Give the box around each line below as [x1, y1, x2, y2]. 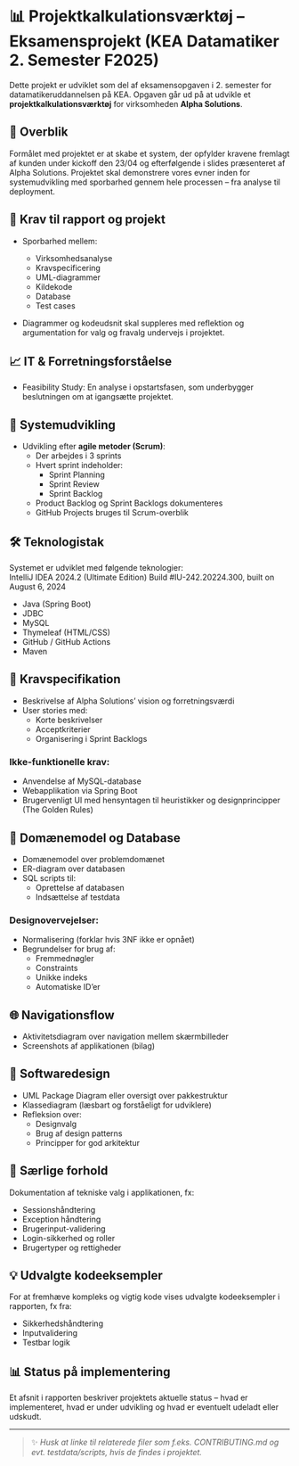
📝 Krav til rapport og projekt [9, 212, 166, 227]
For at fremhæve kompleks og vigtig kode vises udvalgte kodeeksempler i [9, 1291, 280, 1302]
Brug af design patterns [35, 1128, 123, 1139]
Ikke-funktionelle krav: [9, 755, 110, 768]
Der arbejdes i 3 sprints [35, 450, 122, 461]
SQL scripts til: [21, 872, 77, 883]
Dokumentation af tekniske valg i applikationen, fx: [9, 1187, 195, 1198]
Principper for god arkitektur [35, 1137, 141, 1148]
